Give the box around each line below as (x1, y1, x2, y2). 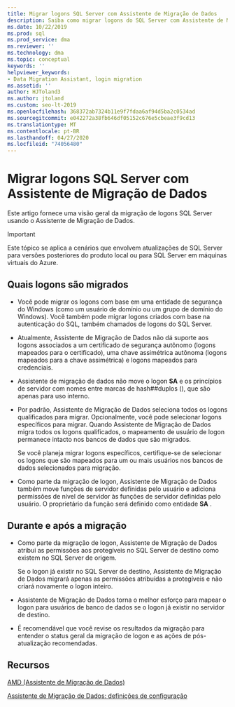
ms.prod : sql (7, 29, 45, 37)
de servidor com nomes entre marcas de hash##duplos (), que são (17, 384, 211, 393)
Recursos (7, 659, 50, 671)
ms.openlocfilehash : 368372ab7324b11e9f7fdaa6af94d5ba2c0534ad (7, 108, 196, 115)
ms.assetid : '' (7, 82, 52, 89)
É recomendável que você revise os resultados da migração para (17, 624, 205, 632)
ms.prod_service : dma (7, 36, 71, 43)
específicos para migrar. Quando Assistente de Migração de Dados (17, 420, 211, 429)
